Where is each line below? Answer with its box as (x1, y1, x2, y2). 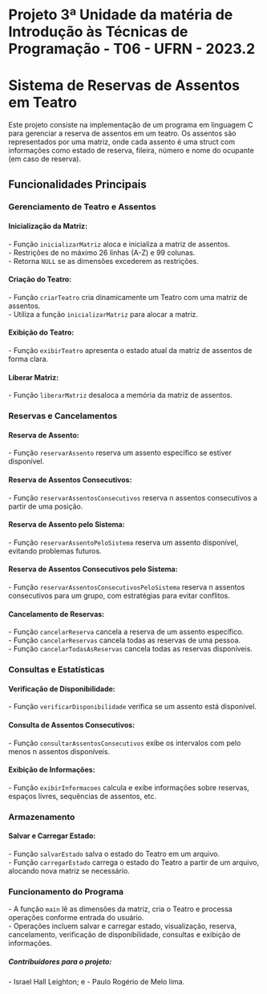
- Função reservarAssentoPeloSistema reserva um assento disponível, (8, 538, 239, 547)
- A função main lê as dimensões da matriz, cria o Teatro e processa (8, 904, 233, 914)
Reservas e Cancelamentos (8, 411, 118, 422)
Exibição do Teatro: (8, 327, 75, 338)
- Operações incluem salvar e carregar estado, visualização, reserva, (8, 921, 237, 931)
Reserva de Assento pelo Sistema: (8, 520, 126, 529)
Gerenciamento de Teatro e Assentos (8, 201, 156, 213)
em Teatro (8, 94, 78, 112)
